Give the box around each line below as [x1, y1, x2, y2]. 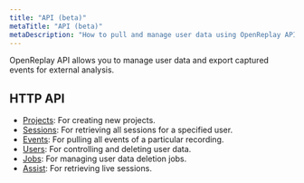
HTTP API [9, 91, 65, 106]
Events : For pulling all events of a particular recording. [22, 134, 224, 145]
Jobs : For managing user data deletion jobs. [22, 153, 187, 164]
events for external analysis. [9, 64, 115, 75]
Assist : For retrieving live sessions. [22, 163, 152, 174]
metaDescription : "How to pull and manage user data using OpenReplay [9, 30, 281, 39]
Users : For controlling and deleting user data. [22, 144, 192, 155]
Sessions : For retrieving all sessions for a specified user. [22, 124, 233, 136]
